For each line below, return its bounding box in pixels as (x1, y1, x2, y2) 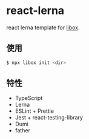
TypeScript (15, 94, 43, 102)
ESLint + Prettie (15, 107, 54, 115)
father (15, 127, 30, 134)
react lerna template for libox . (6, 24, 80, 31)
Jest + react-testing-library (15, 114, 84, 121)
